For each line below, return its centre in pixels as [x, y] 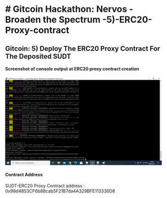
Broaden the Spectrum [53, 20]
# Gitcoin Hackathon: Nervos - [69, 9]
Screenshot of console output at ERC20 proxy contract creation [72, 69]
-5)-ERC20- [127, 20]
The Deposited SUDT [38, 56]
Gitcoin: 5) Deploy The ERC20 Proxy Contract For [83, 48]
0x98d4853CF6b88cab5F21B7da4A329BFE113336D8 [60, 191]
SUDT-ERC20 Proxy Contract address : [45, 186]
